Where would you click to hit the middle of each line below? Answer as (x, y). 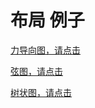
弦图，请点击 (36, 71)
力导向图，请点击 (45, 50)
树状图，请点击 (41, 92)
